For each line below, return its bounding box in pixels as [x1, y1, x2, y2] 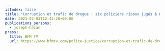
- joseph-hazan [9, 25, 41, 30]
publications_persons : [5, 20, 52, 26]
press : [5, 30, 19, 34]
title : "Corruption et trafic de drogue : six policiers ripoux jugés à [5, 12, 157, 17]
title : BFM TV [9, 34, 38, 39]
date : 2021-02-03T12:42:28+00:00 [5, 16, 74, 21]
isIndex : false [5, 7, 36, 12]
